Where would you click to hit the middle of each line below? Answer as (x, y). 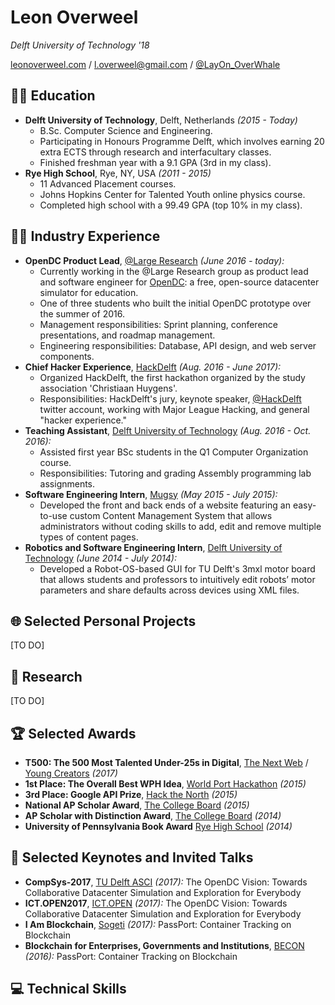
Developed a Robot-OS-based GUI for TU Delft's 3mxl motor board (177, 568)
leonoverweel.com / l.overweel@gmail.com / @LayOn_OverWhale (145, 64)
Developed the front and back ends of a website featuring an (165, 505)
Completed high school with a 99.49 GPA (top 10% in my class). (171, 205)
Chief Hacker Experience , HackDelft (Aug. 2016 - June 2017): (153, 367)
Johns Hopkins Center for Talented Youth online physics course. (172, 194)
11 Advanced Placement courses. (108, 183)
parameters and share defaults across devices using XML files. (169, 590)
